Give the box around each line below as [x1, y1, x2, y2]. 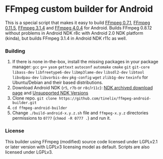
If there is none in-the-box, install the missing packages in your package [12, 59, 159, 65]
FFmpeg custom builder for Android [5, 3, 153, 15]
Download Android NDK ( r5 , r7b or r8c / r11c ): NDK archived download [12, 85, 153, 91]
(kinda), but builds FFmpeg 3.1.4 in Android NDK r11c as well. [5, 35, 127, 41]
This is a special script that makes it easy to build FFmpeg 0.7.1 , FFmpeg [5, 20, 150, 26]
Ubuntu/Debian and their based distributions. [12, 79, 103, 85]
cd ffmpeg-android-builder [12, 106, 68, 111]
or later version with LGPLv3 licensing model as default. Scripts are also [5, 144, 150, 150]
